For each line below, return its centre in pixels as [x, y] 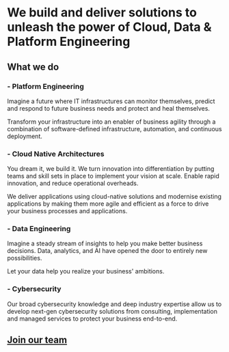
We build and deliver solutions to [102, 13]
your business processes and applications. [67, 211]
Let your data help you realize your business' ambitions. [86, 271]
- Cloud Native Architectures [56, 154]
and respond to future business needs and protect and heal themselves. [109, 108]
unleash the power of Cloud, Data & [109, 27]
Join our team [37, 340]
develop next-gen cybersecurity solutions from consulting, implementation [112, 311]
